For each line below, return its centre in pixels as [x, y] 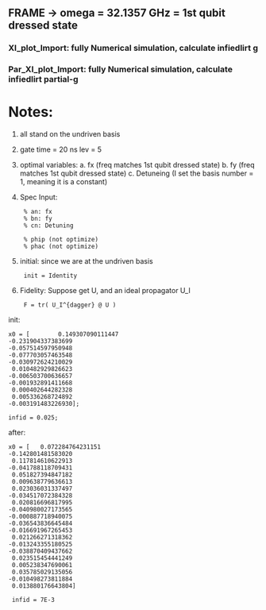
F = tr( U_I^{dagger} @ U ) [70, 305]
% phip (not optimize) [61, 240]
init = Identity [50, 276]
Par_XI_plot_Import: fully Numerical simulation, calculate [120, 69]
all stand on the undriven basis [70, 134]
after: [17, 433]
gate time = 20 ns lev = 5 [60, 149]
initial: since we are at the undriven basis [86, 261]
